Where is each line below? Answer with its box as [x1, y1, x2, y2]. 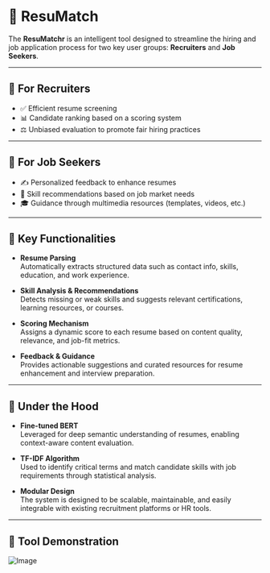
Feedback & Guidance [19, 351, 95, 361]
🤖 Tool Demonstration [8, 534, 119, 548]
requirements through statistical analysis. [19, 471, 157, 480]
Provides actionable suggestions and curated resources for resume [19, 360, 243, 370]
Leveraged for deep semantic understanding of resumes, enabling [19, 430, 239, 439]
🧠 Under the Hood [8, 399, 99, 413]
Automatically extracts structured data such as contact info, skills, [19, 262, 239, 272]
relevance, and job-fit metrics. [19, 336, 121, 346]
